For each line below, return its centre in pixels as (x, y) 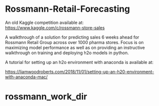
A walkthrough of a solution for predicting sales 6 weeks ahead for (72, 37)
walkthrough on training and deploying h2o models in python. (67, 53)
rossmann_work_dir (46, 97)
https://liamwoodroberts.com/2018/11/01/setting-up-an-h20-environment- (79, 71)
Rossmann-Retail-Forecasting (68, 9)
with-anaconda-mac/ (26, 77)
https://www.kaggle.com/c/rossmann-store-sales (55, 27)
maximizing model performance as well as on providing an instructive (75, 47)
